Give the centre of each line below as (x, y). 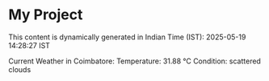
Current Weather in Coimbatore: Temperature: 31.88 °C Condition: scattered (134, 61)
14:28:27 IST (29, 45)
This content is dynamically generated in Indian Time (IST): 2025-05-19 (127, 37)
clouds (20, 69)
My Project (46, 15)
